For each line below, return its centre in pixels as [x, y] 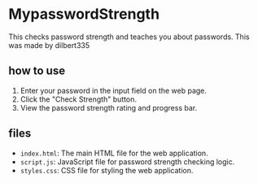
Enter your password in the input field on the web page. [114, 90]
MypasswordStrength [84, 14]
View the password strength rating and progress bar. [109, 107]
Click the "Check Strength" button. [78, 99]
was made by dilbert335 [49, 45]
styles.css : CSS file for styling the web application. [107, 170]
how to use [37, 71]
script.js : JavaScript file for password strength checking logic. [127, 161]
